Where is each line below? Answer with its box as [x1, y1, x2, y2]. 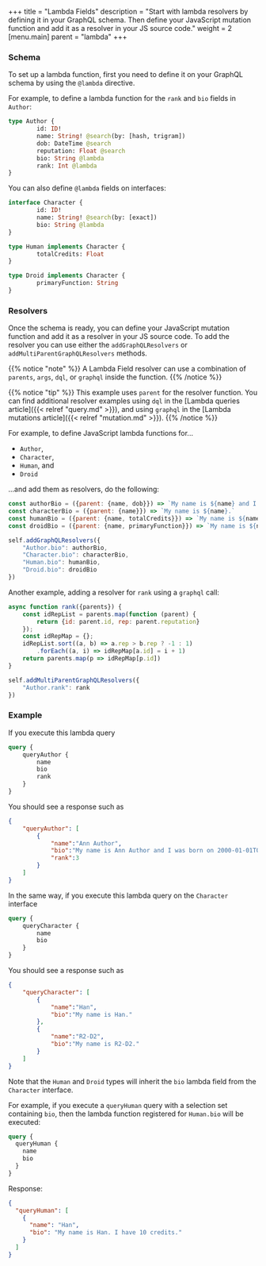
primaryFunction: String [36, 279, 119, 287]
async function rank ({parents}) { [8, 602, 123, 610]
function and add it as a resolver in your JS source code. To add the [8, 332, 230, 341]
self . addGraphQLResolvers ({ [8, 536, 101, 544]
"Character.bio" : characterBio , [22, 551, 129, 559]
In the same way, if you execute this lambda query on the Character [8, 891, 229, 900]
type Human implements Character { [8, 242, 126, 251]
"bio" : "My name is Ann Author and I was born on [50, 847, 215, 855]
